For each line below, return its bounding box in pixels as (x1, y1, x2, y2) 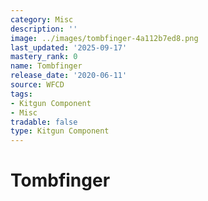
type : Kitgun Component (10, 126, 110, 136)
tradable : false (10, 117, 78, 127)
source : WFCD (10, 80, 65, 90)
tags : (10, 89, 33, 99)
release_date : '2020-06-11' (10, 71, 128, 81)
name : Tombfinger (10, 61, 83, 71)
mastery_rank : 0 (10, 52, 78, 62)
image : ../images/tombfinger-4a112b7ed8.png (10, 33, 199, 43)
